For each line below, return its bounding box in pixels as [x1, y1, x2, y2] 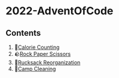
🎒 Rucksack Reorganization [14, 59, 81, 66]
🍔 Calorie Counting [14, 43, 60, 51]
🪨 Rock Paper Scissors [14, 51, 71, 57]
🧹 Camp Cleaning [14, 65, 56, 72]
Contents [5, 28, 41, 38]
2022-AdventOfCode [5, 4, 114, 18]
